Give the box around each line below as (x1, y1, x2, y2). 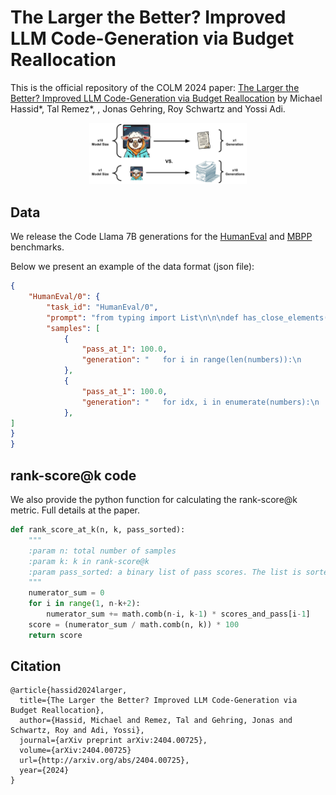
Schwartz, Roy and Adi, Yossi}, (10, 726, 145, 736)
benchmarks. (10, 241, 65, 253)
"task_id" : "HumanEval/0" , (46, 302, 159, 312)
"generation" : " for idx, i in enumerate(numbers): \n (81, 397, 320, 407)
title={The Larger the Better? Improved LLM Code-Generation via (19, 696, 298, 706)
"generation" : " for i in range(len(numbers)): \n (81, 355, 302, 365)
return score (28, 630, 83, 640)
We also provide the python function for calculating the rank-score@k (10, 494, 298, 505)
